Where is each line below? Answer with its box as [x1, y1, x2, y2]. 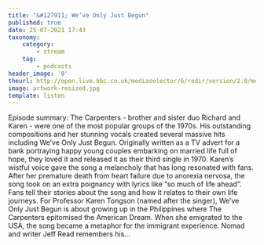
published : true [8, 19, 61, 27]
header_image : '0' [8, 70, 68, 77]
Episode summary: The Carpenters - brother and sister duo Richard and [8, 113, 241, 122]
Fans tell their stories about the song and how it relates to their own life [8, 188, 238, 197]
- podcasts [36, 63, 72, 70]
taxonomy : [8, 33, 41, 41]
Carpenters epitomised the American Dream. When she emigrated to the [8, 213, 243, 222]
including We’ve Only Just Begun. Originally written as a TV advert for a [8, 138, 240, 147]
